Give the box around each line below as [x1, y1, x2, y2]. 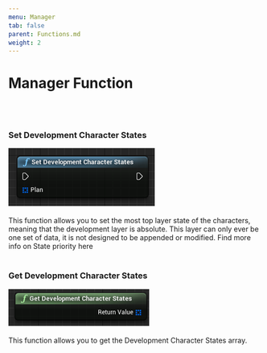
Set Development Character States [8, 130, 147, 141]
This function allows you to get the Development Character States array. [8, 335, 248, 345]
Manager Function [8, 74, 133, 93]
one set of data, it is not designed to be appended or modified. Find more [8, 233, 252, 243]
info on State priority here [8, 242, 94, 251]
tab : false [8, 21, 45, 30]
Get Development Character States [8, 270, 148, 281]
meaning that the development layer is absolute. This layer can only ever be [8, 224, 259, 234]
